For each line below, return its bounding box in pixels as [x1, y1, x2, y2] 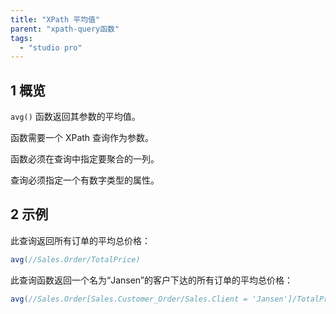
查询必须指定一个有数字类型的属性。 [10, 174, 160, 186]
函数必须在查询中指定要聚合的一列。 [10, 153, 160, 165]
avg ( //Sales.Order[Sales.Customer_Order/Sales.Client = [10, 294, 248, 304]
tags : [10, 33, 33, 43]
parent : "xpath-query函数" [10, 24, 120, 34]
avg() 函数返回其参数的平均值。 [10, 111, 141, 123]
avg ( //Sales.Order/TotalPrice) [10, 254, 141, 265]
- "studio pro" [19, 42, 83, 53]
